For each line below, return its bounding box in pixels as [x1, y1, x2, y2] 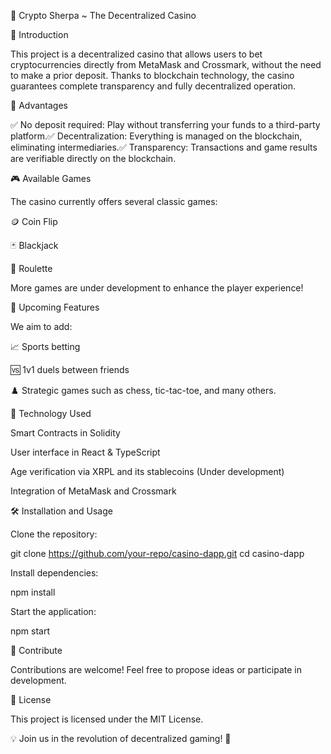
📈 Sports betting [10, 341, 81, 352]
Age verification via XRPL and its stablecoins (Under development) [10, 466, 285, 477]
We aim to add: [10, 321, 73, 332]
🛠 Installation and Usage [10, 505, 113, 517]
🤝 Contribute [10, 645, 63, 656]
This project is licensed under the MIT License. [10, 713, 204, 725]
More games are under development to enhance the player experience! [10, 282, 304, 294]
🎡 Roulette [10, 263, 53, 274]
